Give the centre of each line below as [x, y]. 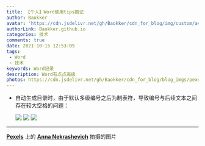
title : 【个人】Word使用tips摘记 [45, 12]
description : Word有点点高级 [41, 74]
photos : [16, 80]
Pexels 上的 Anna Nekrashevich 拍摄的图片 [62, 137]
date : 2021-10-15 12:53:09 [41, 46]
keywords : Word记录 [30, 68]
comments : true [26, 40]
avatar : [16, 23]
